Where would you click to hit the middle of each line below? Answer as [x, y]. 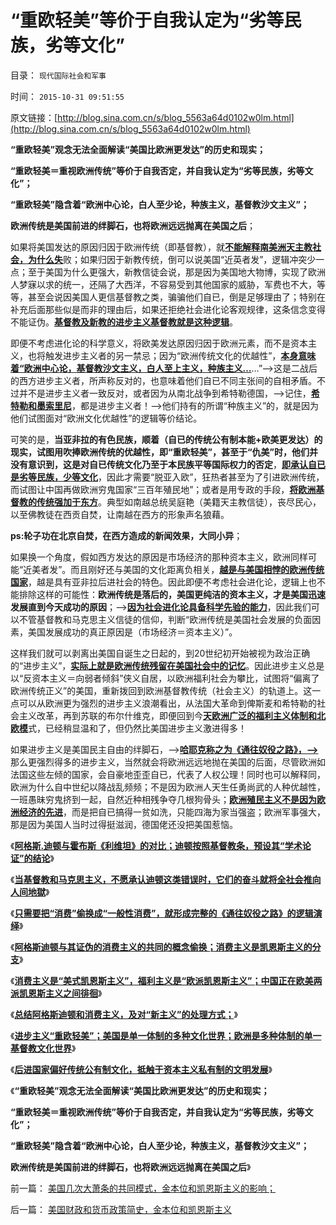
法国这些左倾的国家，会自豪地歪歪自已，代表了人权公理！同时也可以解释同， [168, 774]
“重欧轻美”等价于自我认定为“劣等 [147, 20]
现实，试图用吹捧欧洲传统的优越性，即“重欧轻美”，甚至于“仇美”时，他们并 [164, 452]
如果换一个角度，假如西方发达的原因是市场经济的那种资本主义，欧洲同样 [159, 557]
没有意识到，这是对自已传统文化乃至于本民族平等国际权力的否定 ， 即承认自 [163, 464]
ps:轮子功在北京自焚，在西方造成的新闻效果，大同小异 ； [126, 535]
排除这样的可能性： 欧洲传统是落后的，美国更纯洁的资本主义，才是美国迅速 [172, 594]
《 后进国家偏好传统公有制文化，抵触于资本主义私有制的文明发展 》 [141, 1069]
